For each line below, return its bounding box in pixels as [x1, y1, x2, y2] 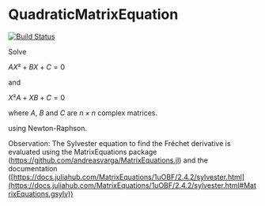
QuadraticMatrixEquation [8, 6, 179, 24]
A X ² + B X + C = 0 [8, 62, 66, 72]
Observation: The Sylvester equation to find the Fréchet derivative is [8, 138, 231, 148]
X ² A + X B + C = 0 [8, 92, 66, 102]
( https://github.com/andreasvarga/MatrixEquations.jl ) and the [8, 155, 208, 165]
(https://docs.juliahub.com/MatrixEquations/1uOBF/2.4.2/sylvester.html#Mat [8, 180, 257, 190]
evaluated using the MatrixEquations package [8, 147, 157, 156]
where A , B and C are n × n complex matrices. [8, 108, 158, 118]
